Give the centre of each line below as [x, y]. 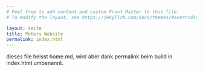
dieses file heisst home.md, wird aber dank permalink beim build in [89, 57]
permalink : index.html [35, 40]
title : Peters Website [35, 34]
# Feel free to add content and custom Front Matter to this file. [93, 12]
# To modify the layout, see [43, 17]
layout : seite [24, 28]
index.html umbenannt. [35, 63]
